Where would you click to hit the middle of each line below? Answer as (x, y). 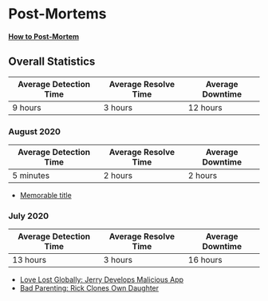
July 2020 (29, 216)
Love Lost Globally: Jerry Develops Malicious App (102, 279)
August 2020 (35, 131)
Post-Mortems (57, 14)
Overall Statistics (52, 62)
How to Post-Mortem (44, 36)
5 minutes (31, 175)
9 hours (27, 107)
